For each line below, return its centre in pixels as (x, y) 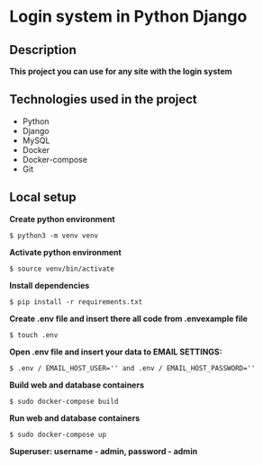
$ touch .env (34, 335)
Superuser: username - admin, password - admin (104, 451)
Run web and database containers (75, 418)
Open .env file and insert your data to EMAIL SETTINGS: (116, 352)
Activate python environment (65, 252)
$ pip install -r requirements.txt (76, 302)
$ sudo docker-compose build (64, 401)
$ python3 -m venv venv (54, 236)
